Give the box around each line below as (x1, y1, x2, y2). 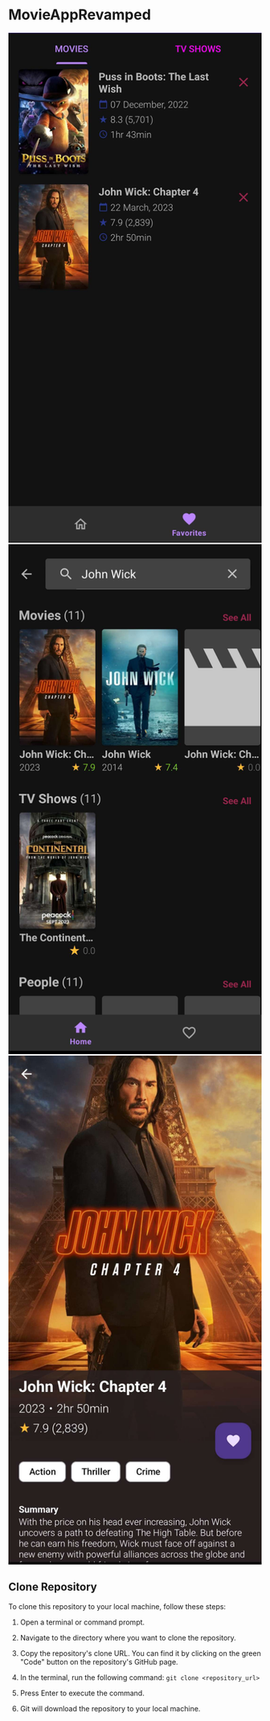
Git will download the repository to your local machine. (19, 1703, 201, 1713)
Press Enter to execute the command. (19, 1688, 145, 1698)
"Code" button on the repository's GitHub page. (19, 1657, 178, 1666)
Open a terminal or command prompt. (19, 1617, 145, 1627)
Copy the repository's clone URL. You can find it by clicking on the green (19, 1648, 261, 1658)
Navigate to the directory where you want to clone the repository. (19, 1632, 237, 1642)
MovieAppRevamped (8, 6, 151, 24)
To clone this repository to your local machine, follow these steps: (8, 1601, 227, 1611)
